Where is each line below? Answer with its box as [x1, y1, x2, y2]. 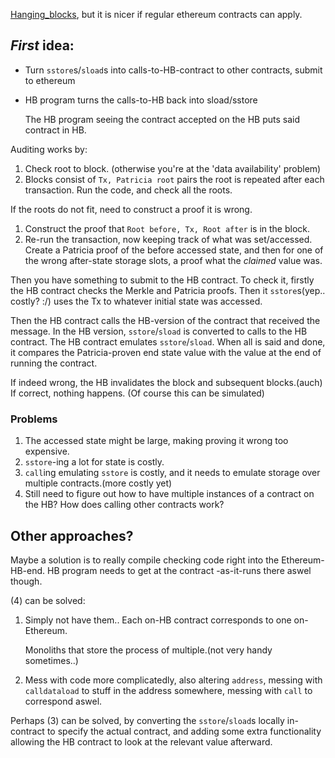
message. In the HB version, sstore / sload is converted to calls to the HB [10, 325, 308, 337]
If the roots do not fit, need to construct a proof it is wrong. [10, 203, 253, 215]
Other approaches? [10, 527, 134, 544]
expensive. [24, 445, 70, 458]
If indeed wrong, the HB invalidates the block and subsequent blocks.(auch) [10, 376, 323, 388]
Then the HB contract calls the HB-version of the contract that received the [10, 314, 321, 326]
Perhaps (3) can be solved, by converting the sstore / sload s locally [10, 714, 285, 726]
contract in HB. [24, 124, 87, 136]
